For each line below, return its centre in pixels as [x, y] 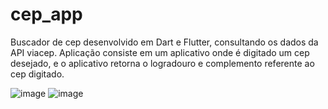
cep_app [46, 14]
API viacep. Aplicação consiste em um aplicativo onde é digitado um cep [160, 52]
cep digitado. [37, 74]
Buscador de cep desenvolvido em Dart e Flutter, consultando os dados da [164, 42]
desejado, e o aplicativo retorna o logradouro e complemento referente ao [162, 63]
